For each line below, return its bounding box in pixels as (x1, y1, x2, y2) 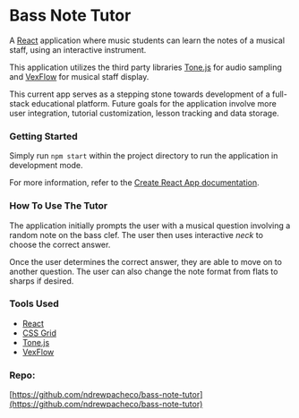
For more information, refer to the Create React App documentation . (9, 177, 260, 188)
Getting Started (9, 130, 78, 142)
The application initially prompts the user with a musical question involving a (9, 220, 291, 231)
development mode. (9, 160, 83, 171)
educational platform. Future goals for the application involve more (30, 98, 278, 108)
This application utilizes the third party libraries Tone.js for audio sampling (9, 62, 282, 73)
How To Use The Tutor (9, 200, 108, 212)
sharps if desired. (9, 275, 74, 286)
